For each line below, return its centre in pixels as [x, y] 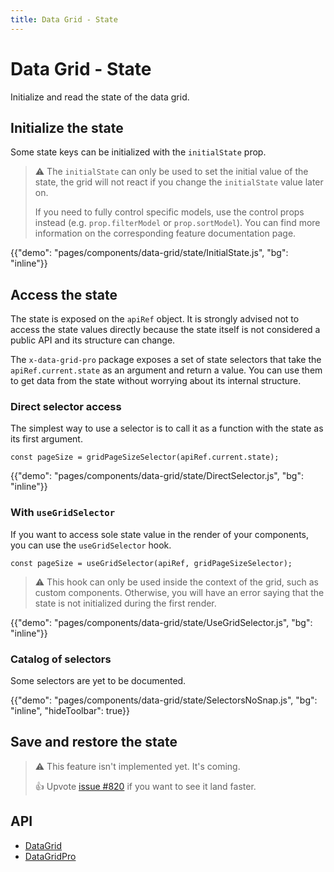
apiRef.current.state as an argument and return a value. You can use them [166, 370]
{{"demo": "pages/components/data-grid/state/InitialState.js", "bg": [149, 253]
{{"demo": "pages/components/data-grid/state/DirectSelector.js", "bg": [157, 476]
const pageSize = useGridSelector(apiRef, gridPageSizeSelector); [151, 563]
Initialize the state [67, 127]
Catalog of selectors [61, 659]
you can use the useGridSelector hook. [91, 545]
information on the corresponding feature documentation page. [165, 233]
